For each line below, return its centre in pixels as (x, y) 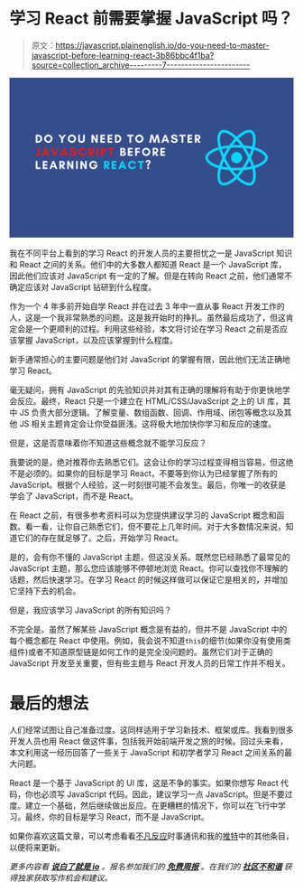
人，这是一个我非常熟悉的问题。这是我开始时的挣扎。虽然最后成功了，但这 (147, 318)
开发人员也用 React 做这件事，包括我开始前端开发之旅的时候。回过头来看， (149, 741)
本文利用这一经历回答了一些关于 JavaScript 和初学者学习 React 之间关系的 (147, 753)
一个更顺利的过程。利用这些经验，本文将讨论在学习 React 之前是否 (156, 329)
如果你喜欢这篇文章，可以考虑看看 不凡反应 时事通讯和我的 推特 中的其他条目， (151, 836)
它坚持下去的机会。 (45, 591)
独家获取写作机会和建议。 (64, 878)
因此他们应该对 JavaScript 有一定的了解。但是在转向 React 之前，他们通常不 (151, 276)
